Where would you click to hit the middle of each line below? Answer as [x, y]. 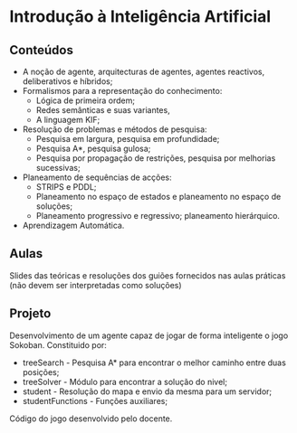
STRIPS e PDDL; [66, 187]
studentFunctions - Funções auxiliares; [95, 400]
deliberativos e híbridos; [67, 81]
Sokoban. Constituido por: [58, 344]
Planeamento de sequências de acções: [97, 177]
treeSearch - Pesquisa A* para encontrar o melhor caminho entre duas [154, 362]
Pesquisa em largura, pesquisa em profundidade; [128, 139]
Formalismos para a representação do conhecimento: [122, 91]
